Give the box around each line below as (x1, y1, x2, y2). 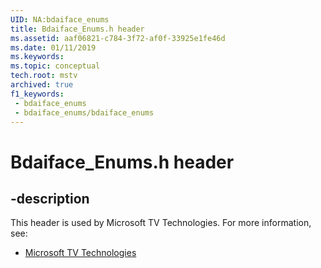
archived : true (10, 80, 74, 90)
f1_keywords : (10, 89, 65, 99)
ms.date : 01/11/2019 (10, 42, 97, 53)
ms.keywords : (10, 52, 65, 62)
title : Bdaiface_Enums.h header (10, 24, 145, 34)
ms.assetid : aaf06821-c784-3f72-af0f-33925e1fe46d (10, 33, 226, 43)
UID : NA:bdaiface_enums (10, 14, 110, 25)
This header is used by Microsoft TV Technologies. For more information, (10, 217, 312, 229)
